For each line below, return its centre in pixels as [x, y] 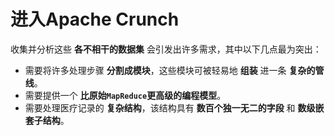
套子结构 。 [47, 120]
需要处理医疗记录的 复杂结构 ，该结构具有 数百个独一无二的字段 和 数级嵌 [174, 107]
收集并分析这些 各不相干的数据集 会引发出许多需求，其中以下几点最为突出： [166, 49]
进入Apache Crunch [95, 19]
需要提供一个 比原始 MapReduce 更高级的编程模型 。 [125, 95]
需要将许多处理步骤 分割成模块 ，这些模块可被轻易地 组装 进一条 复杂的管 [174, 70]
